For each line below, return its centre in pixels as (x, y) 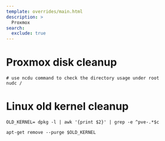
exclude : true (29, 33)
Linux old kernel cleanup (67, 107)
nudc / (14, 83)
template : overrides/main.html (44, 11)
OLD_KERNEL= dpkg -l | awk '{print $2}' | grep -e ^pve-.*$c (83, 122)
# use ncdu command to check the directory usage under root (83, 78)
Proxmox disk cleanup (62, 63)
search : (16, 28)
